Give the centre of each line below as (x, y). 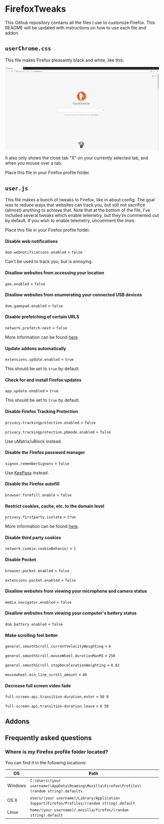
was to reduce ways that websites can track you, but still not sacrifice (75, 205)
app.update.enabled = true (32, 391)
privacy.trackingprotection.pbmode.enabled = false (58, 432)
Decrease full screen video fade (38, 686)
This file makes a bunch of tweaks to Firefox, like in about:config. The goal (80, 200)
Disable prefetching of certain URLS (42, 317)
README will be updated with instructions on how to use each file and (76, 27)
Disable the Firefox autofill (32, 484)
